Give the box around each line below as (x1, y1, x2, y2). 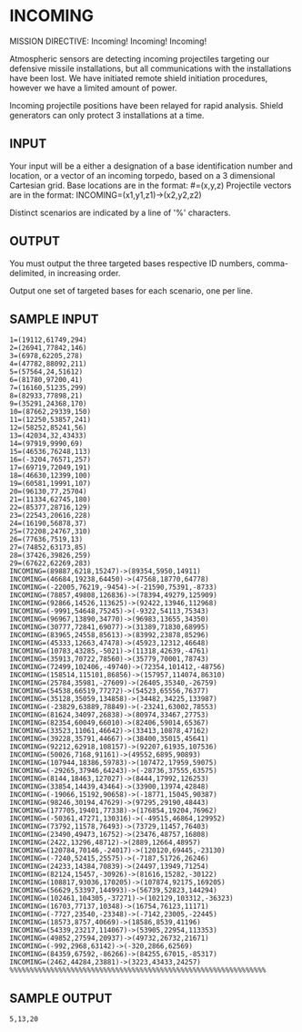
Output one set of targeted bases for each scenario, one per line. (9, 284, 253, 296)
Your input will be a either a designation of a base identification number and (9, 160, 294, 171)
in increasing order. (48, 267, 121, 278)
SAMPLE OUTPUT (9, 990, 113, 1006)
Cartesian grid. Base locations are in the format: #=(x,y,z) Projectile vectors (9, 180, 292, 191)
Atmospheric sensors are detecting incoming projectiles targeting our (9, 53, 270, 64)
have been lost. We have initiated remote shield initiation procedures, (9, 72, 268, 83)
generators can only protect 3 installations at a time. (9, 109, 205, 120)
